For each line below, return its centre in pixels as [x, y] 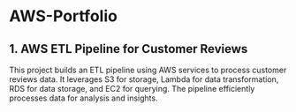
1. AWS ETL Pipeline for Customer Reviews [129, 49]
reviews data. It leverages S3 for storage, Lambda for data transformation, [144, 79]
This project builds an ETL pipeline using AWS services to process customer [148, 70]
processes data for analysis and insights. [83, 98]
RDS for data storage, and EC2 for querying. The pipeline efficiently [132, 89]
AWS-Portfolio [63, 16]
